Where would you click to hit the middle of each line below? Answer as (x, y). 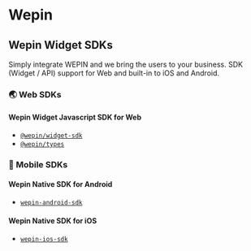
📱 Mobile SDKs (38, 165)
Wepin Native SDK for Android (61, 184)
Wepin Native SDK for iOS (53, 220)
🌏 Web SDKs (35, 94)
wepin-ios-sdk (44, 240)
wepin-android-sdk (51, 203)
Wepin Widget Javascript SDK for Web (75, 117)
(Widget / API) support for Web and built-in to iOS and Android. (114, 73)
